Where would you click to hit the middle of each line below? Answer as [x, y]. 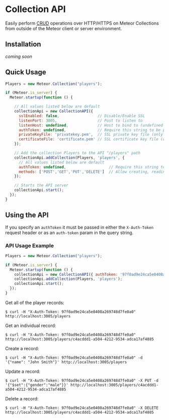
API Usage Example [30, 246]
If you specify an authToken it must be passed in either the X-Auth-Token [79, 227]
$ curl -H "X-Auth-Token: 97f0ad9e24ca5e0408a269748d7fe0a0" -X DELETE [82, 408]
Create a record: [22, 348]
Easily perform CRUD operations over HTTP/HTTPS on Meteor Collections [82, 23]
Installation [23, 44]
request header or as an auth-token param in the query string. [69, 233]
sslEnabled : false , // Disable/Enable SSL [81, 116]
